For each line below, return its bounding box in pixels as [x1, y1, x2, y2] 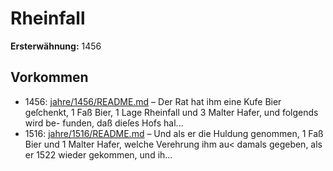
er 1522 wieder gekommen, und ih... [24, 148, 173, 161]
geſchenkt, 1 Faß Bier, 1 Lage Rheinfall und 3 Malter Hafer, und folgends [24, 106, 319, 118]
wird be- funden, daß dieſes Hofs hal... [24, 117, 184, 129]
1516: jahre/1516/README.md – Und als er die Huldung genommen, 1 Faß [24, 127, 324, 139]
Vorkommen [10, 69, 89, 86]
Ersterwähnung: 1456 [10, 40, 102, 52]
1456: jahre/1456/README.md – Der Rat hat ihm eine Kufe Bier [24, 95, 282, 107]
